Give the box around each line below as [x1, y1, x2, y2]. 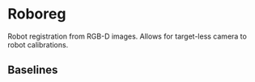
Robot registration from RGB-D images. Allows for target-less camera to [7, 31, 248, 41]
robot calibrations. [7, 39, 69, 49]
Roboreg [7, 5, 66, 23]
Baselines [7, 64, 58, 77]
